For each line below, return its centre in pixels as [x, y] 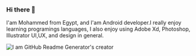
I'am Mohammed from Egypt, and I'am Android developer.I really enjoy [94, 23]
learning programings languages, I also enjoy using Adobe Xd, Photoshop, [98, 29]
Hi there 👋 [21, 10]
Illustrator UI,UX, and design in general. [55, 36]
